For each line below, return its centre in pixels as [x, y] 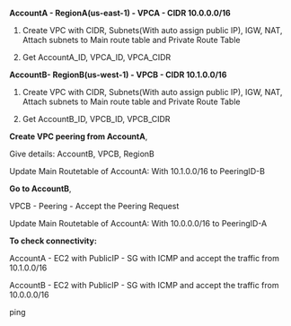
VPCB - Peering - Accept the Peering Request [94, 206]
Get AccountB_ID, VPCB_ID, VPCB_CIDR [96, 119]
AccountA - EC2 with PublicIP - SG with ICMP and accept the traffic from [145, 258]
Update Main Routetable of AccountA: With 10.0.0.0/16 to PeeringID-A [138, 223]
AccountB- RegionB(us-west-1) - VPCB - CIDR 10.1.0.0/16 [118, 75]
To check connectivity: [53, 241]
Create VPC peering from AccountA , [79, 137]
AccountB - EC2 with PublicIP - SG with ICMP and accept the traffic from [144, 285]
